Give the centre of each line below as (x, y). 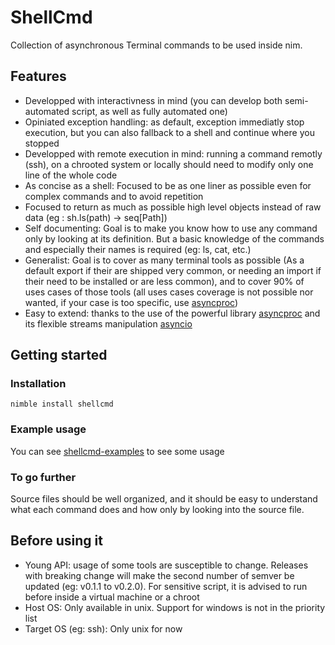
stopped (42, 143)
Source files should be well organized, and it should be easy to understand (164, 499)
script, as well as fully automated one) (149, 111)
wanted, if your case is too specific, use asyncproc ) (131, 302)
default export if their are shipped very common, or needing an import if (173, 270)
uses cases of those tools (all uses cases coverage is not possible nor (169, 292)
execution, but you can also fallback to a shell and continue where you (169, 132)
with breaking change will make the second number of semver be (159, 575)
